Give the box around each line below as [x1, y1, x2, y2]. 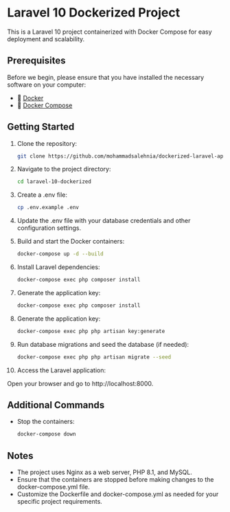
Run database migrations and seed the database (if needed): [16, 340, 189, 348]
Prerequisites [7, 55, 66, 67]
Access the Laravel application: [16, 366, 106, 374]
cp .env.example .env [16, 204, 79, 211]
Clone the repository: [16, 139, 78, 147]
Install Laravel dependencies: [16, 263, 100, 271]
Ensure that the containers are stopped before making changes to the [16, 476, 214, 484]
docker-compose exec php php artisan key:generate [16, 328, 165, 334]
